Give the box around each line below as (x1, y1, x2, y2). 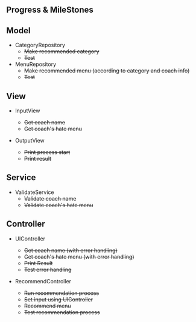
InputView (14, 107, 40, 114)
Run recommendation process (24, 289, 100, 297)
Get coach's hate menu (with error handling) (24, 253, 134, 260)
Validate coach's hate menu (24, 201, 93, 208)
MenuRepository (14, 60, 57, 68)
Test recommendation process (24, 308, 101, 316)
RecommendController (14, 277, 71, 285)
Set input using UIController (24, 295, 93, 303)
